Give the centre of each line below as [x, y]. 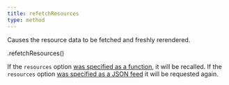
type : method [26, 20]
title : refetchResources [43, 13]
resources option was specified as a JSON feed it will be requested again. [113, 74]
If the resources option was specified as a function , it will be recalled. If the [115, 66]
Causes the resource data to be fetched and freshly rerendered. [99, 39]
